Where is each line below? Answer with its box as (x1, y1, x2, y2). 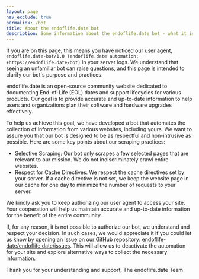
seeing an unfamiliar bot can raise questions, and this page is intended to (6, 65, 185, 72)
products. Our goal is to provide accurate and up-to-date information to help (6, 96, 192, 103)
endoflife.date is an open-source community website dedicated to (6, 83, 168, 90)
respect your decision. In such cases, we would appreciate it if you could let (6, 230, 192, 237)
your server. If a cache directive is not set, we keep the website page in (14, 175, 189, 182)
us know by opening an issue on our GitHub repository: (6, 236, 141, 243)
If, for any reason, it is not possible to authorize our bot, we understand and (6, 223, 190, 230)
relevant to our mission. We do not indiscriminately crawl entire (14, 156, 169, 163)
